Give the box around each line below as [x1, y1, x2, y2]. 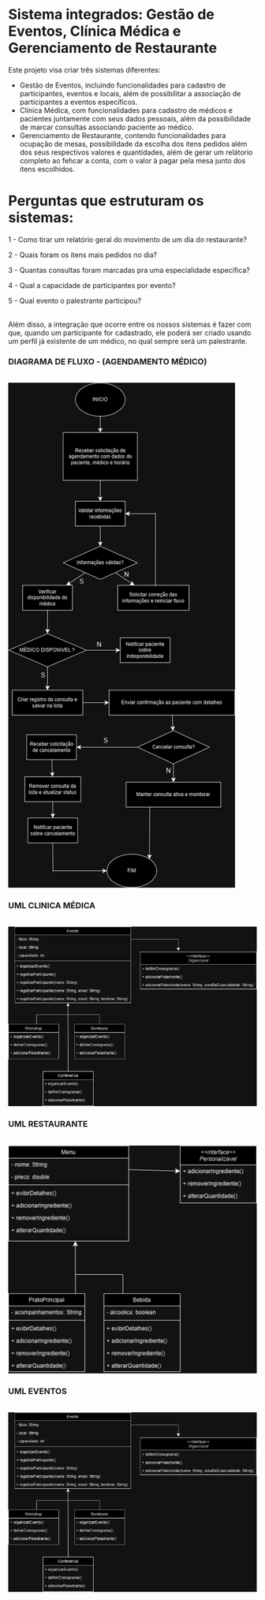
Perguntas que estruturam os [8, 192, 204, 210]
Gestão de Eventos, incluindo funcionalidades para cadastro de [19, 80, 226, 90]
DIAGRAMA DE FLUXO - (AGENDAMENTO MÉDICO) [8, 356, 207, 367]
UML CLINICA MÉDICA [8, 900, 96, 911]
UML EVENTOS [8, 1385, 67, 1396]
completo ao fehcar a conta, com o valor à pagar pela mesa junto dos [19, 155, 246, 165]
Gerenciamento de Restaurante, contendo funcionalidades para [19, 130, 226, 140]
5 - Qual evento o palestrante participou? [8, 296, 142, 305]
